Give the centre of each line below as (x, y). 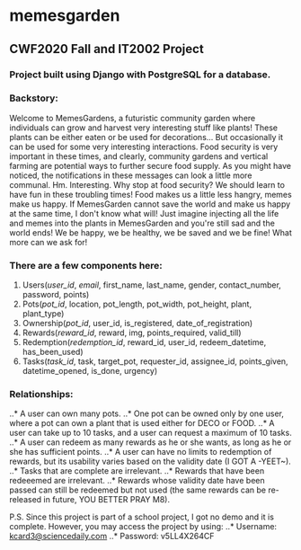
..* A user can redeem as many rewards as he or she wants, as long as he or (150, 442)
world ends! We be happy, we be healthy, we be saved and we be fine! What (150, 232)
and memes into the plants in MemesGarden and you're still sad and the (142, 223)
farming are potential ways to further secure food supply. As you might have (150, 165)
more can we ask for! (49, 242)
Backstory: (34, 98)
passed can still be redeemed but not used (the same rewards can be (138, 490)
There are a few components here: (86, 265)
